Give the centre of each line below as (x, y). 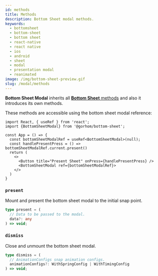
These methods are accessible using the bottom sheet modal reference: (79, 113)
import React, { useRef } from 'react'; (48, 122)
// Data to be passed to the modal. (47, 214)
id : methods (17, 10)
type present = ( (23, 209)
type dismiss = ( (23, 255)
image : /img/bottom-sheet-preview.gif (45, 79)
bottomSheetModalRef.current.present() (46, 148)
